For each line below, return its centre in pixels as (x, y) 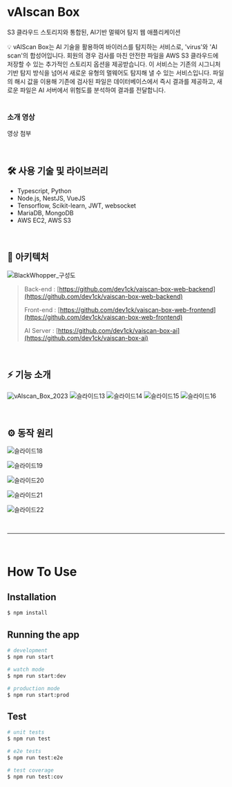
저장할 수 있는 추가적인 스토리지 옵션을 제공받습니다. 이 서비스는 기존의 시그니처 (114, 64)
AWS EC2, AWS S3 (44, 220)
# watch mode (26, 669)
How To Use (42, 571)
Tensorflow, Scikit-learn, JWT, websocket (77, 206)
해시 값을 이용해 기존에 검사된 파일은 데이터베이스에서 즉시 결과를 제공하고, (115, 81)
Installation (32, 597)
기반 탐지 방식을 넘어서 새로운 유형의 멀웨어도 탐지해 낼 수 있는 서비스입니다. (109, 73)
